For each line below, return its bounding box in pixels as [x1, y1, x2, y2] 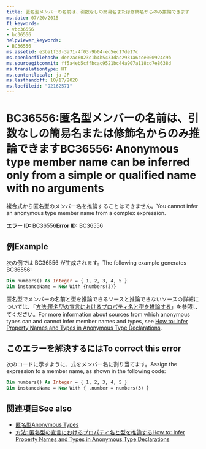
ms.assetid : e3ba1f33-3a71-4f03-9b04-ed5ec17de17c [6, 49, 139, 55]
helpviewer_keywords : [6, 37, 62, 43]
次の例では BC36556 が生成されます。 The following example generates [6, 258, 187, 266]
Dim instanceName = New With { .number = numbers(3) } [6, 385, 150, 391]
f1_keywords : [6, 20, 40, 26]
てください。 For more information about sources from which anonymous [6, 311, 190, 318]
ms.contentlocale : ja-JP [6, 72, 70, 78]
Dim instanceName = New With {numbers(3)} [6, 283, 116, 290]
